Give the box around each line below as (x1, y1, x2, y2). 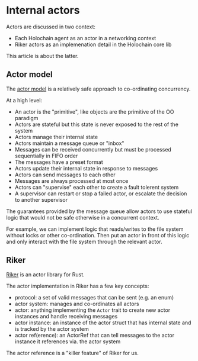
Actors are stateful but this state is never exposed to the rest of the (14, 121, 179, 128)
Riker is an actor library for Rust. (6, 270, 85, 278)
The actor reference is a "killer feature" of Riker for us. (6, 349, 139, 356)
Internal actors (6, 4, 80, 17)
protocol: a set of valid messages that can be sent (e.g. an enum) (14, 294, 174, 301)
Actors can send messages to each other (14, 171, 116, 178)
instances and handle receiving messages (14, 312, 118, 320)
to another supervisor (14, 196, 68, 203)
